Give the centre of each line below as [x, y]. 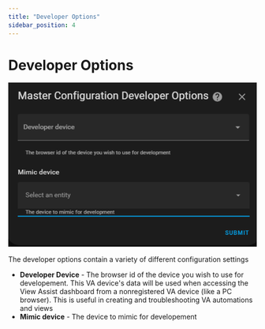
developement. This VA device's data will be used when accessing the [134, 283]
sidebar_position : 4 [42, 25]
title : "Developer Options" [54, 17]
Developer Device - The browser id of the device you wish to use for [132, 275]
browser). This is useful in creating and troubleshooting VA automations [136, 300]
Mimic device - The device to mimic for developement [108, 317]
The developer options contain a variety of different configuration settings [129, 259]
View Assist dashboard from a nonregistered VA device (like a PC [126, 292]
